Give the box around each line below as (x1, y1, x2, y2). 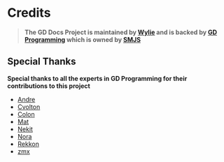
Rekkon (17, 140, 40, 148)
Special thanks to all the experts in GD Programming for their (7, 74, 188, 82)
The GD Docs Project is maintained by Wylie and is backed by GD (24, 28, 218, 36)
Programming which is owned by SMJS (24, 35, 141, 43)
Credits (7, 5, 51, 21)
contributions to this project (7, 82, 91, 90)
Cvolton (17, 103, 41, 111)
